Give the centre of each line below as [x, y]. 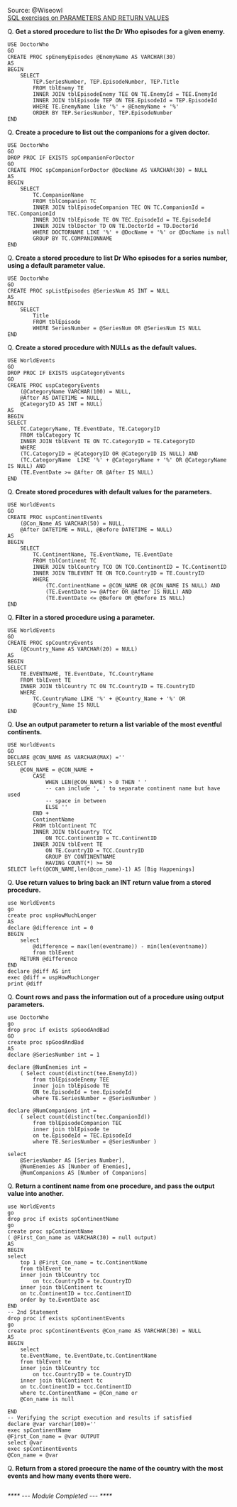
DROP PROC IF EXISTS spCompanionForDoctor [71, 158]
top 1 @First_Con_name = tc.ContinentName [84, 1263]
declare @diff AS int [39, 972]
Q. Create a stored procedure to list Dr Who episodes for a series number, [118, 258]
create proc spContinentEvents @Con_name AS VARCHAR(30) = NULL [104, 1331]
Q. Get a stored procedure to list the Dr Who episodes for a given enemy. [116, 32]
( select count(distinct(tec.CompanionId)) [86, 1117]
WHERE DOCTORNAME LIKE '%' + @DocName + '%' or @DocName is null [132, 232]
